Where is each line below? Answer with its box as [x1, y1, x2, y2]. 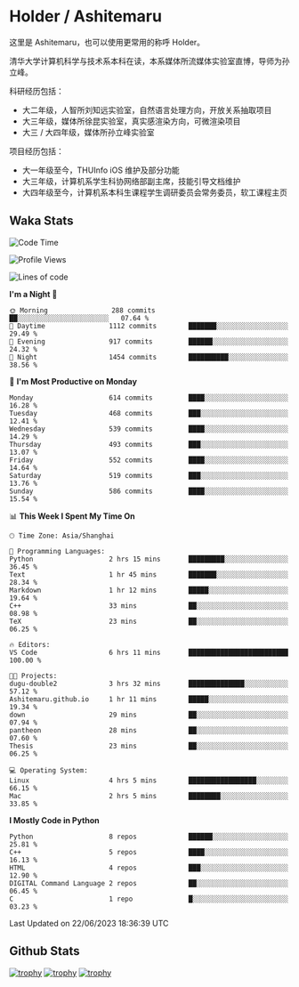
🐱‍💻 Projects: [9, 671, 58, 680]
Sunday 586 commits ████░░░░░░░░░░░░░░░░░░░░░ [9, 487, 289, 496]
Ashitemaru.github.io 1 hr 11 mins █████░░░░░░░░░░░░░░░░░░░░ [9, 694, 289, 704]
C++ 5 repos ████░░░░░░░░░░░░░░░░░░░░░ [9, 847, 289, 856]
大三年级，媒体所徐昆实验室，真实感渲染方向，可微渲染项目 [21, 116, 241, 126]
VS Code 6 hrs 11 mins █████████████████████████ [9, 648, 289, 657]
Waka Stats [9, 214, 74, 229]
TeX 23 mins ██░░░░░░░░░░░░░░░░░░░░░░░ [9, 617, 289, 626]
